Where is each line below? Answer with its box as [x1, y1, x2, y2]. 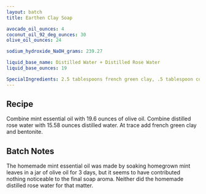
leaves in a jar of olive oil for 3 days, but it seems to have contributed [6, 169, 181, 176]
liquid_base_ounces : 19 [6, 65, 67, 71]
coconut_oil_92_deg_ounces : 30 [6, 31, 86, 37]
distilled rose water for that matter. [6, 182, 94, 189]
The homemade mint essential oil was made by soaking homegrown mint [6, 162, 191, 169]
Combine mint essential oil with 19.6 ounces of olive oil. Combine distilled [6, 115, 191, 123]
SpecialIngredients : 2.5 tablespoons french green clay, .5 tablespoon [6, 76, 193, 82]
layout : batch [6, 9, 43, 15]
